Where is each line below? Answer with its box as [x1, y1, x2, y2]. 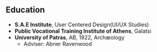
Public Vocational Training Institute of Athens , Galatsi [14, 27, 152, 34]
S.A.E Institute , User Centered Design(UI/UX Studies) [14, 21, 149, 28]
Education [5, 5, 45, 15]
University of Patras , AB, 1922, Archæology [14, 33, 125, 41]
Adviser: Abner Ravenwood [23, 40, 92, 47]
